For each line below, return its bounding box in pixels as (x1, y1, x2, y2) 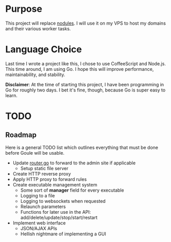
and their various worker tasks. (5, 25, 71, 31)
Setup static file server (20, 165, 69, 171)
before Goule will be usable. (5, 150, 65, 156)
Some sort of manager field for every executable (20, 187, 124, 193)
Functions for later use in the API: (20, 209, 91, 215)
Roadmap (5, 131, 37, 139)
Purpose (5, 3, 43, 15)
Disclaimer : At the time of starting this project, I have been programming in (5, 81, 164, 87)
